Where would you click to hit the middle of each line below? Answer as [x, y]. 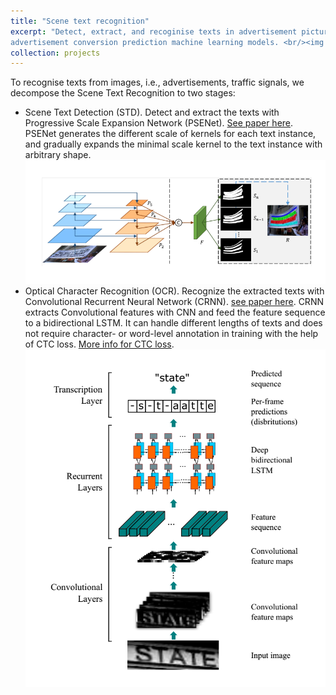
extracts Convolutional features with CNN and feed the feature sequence [175, 312]
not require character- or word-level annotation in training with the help [171, 333]
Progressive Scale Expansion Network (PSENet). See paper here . [159, 123]
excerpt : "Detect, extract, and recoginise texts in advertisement [154, 31]
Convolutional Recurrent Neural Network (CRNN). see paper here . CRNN [174, 301]
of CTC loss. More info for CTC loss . [99, 344]
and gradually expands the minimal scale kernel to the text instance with [173, 144]
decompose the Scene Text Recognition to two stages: [123, 93]
